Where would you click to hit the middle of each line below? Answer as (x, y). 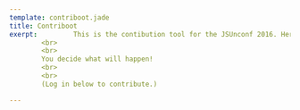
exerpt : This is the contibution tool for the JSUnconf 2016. (143, 34)
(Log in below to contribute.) (100, 84)
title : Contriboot (43, 26)
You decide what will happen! (97, 59)
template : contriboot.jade (59, 17)
